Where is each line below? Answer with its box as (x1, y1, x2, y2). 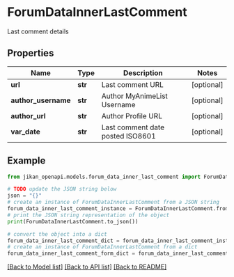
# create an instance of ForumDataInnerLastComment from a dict (7, 244, 198, 251)
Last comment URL (101, 79, 164, 89)
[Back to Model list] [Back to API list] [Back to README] (7, 262, 167, 271)
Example (7, 155, 46, 167)
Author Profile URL (101, 111, 162, 120)
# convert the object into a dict (7, 230, 108, 237)
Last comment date (101, 122, 165, 132)
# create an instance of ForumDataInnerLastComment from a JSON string (7, 199, 219, 206)
